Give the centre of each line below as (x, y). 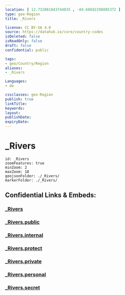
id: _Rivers (17, 159)
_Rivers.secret (23, 287)
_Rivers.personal (26, 275)
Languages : (16, 81)
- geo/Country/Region (27, 63)
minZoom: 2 (16, 167)
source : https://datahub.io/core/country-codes (54, 32)
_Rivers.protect (24, 248)
